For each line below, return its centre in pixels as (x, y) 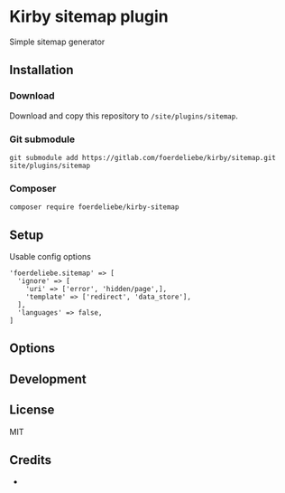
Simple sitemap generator (57, 42)
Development (48, 379)
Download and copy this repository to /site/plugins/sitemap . (124, 116)
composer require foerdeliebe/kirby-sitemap (94, 207)
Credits (31, 460)
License (32, 410)
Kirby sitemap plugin (89, 17)
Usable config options (51, 257)
